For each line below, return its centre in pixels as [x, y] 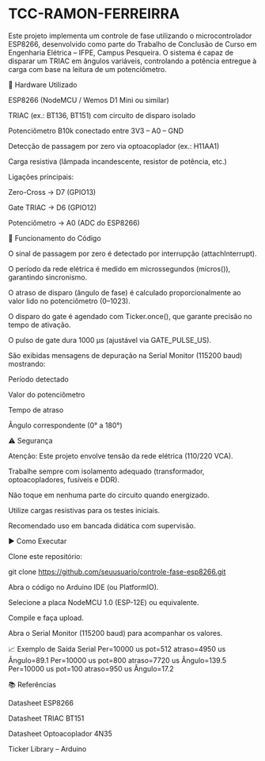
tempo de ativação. [40, 325]
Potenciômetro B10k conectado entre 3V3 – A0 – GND [96, 131]
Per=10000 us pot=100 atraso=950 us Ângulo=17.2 [91, 668]
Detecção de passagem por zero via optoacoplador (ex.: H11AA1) [114, 146]
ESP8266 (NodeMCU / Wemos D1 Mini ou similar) [89, 100]
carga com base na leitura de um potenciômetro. [88, 69]
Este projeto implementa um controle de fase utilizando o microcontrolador [130, 36]
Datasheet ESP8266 [41, 702]
